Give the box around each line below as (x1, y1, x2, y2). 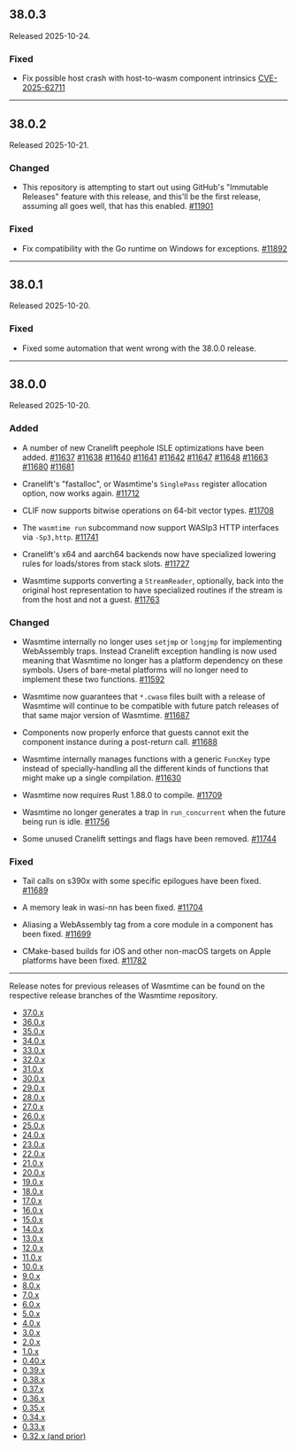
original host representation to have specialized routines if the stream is (21, 585, 283, 595)
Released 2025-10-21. (9, 139, 89, 150)
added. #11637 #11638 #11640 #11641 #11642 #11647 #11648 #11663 (21, 452, 269, 462)
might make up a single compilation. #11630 (21, 772, 182, 783)
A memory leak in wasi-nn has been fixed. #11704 (21, 903, 203, 913)
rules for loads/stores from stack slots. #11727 (21, 558, 190, 569)
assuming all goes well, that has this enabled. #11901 (21, 201, 214, 212)
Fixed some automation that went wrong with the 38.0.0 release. (21, 343, 256, 353)
